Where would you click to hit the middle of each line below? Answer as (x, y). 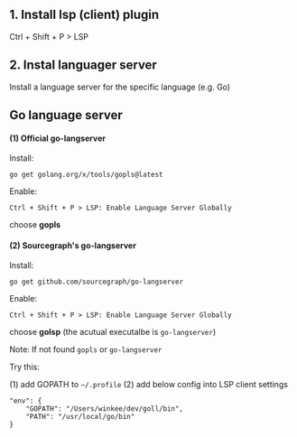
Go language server (66, 115)
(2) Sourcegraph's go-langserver (73, 245)
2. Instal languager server (84, 65)
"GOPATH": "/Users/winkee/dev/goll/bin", (104, 409)
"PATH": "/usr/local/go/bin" (80, 417)
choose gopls (35, 225)
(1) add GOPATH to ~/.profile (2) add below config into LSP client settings (149, 385)
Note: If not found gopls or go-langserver (86, 349)
